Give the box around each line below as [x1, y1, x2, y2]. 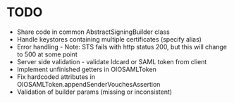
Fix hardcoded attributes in [16, 72, 96, 81]
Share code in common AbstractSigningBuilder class [16, 28, 170, 36]
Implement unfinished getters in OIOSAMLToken [16, 65, 156, 73]
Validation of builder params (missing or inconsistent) [16, 87, 173, 96]
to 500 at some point [16, 50, 78, 59]
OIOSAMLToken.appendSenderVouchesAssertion [16, 80, 161, 88]
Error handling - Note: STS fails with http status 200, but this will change [16, 42, 227, 51]
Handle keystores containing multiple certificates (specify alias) [16, 35, 202, 43]
